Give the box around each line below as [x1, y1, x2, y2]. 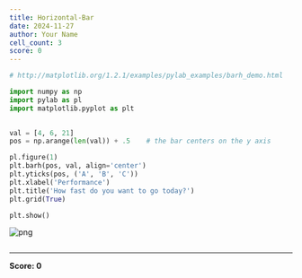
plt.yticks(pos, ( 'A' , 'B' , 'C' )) [9, 169, 139, 178]
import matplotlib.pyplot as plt [9, 104, 135, 113]
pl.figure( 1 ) [9, 153, 58, 162]
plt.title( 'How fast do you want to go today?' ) [9, 186, 195, 195]
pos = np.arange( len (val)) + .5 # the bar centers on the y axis [9, 136, 271, 146]
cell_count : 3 [9, 38, 63, 48]
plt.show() [9, 211, 50, 220]
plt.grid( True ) [9, 195, 67, 204]
